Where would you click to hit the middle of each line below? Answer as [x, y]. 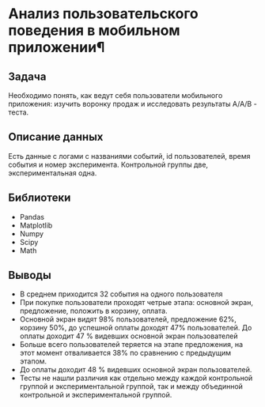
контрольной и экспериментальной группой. [96, 395]
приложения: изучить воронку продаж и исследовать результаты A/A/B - [132, 104]
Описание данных [56, 137]
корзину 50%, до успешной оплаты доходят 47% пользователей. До [136, 328]
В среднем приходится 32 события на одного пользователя [121, 294]
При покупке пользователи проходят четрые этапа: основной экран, [136, 303]
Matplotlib [36, 225]
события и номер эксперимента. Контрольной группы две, [108, 164]
